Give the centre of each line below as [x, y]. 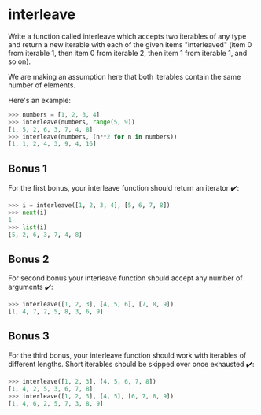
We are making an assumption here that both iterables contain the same [125, 76]
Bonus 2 [29, 259]
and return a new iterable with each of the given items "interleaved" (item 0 [130, 44]
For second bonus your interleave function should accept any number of [125, 278]
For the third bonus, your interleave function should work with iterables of [127, 355]
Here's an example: [39, 100]
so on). [20, 61]
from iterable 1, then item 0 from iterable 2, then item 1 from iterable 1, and [128, 53]
